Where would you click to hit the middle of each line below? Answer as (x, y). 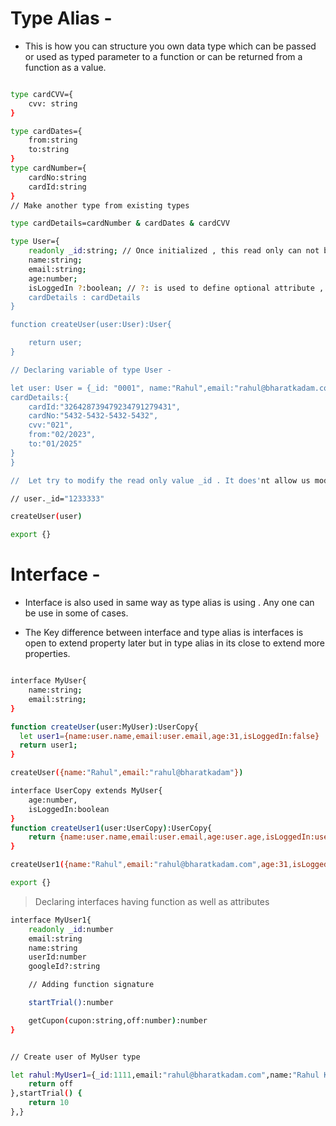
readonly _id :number (71, 929)
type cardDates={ (46, 131)
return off (51, 1084)
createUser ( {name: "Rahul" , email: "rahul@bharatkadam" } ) (127, 773)
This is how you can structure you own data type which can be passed (170, 46)
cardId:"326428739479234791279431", (105, 407)
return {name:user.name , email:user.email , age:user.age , (147, 837)
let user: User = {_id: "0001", (77, 388)
